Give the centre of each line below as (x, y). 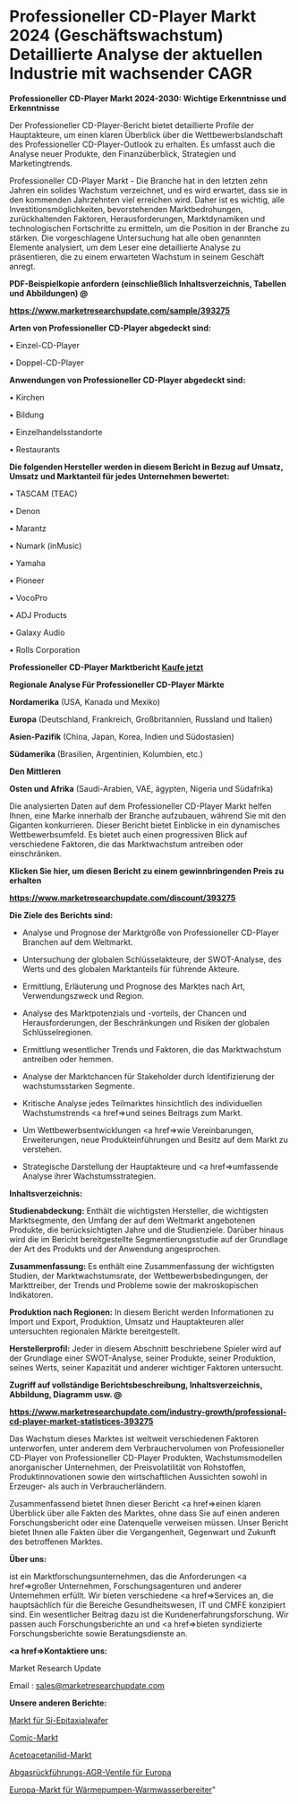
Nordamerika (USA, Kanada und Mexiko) (85, 701)
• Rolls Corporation (45, 649)
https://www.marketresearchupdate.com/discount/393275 (123, 898)
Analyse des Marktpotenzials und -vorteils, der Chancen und (135, 1013)
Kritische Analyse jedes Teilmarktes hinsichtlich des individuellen (142, 1103)
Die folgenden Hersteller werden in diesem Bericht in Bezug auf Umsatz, (146, 467)
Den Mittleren (35, 771)
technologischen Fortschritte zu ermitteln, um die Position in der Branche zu (149, 228)
